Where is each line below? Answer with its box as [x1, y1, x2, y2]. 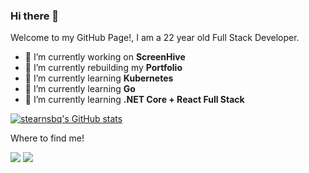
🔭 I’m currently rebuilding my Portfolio [24, 62, 183, 74]
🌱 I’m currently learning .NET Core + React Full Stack [24, 94, 245, 106]
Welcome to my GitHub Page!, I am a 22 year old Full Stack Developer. [10, 32, 300, 44]
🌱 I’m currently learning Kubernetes [24, 72, 174, 84]
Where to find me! [10, 132, 85, 144]
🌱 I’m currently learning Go [24, 83, 136, 95]
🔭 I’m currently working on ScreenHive [24, 51, 186, 63]
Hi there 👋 [10, 9, 60, 23]
